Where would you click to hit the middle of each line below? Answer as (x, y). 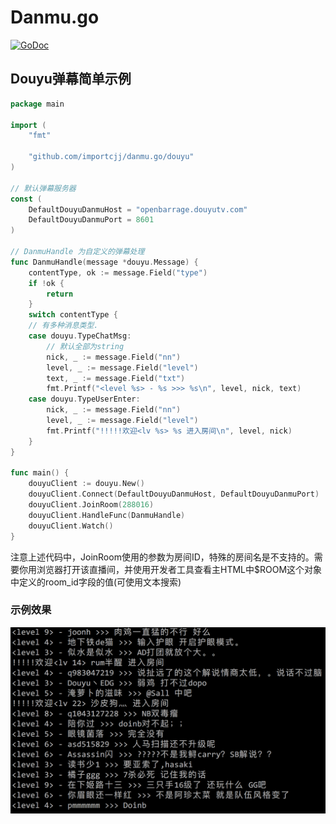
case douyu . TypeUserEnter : (84, 399)
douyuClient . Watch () (71, 526)
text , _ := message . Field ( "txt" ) (116, 378)
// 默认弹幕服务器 (43, 188)
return (60, 294)
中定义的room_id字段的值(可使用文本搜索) (96, 582)
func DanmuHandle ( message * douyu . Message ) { (104, 262)
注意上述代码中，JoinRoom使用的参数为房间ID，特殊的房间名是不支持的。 (162, 557)
